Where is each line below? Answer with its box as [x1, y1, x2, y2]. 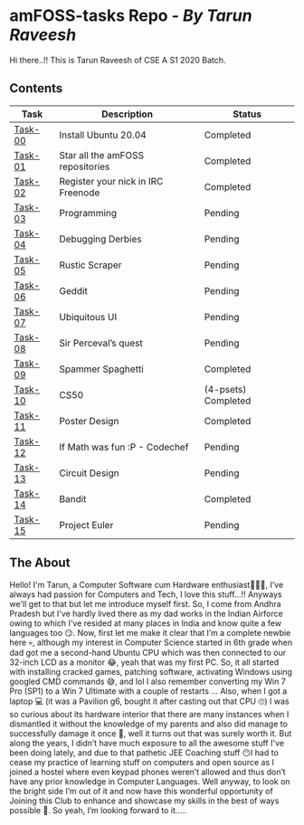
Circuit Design [58, 467, 119, 479]
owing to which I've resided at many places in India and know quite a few [9, 617, 282, 629]
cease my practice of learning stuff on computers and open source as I [9, 756, 274, 767]
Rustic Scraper [58, 259, 122, 271]
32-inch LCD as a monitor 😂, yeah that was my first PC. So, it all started [9, 657, 279, 668]
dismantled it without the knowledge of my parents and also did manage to [9, 718, 288, 729]
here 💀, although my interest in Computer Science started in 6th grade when [9, 637, 293, 648]
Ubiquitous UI [58, 310, 118, 323]
